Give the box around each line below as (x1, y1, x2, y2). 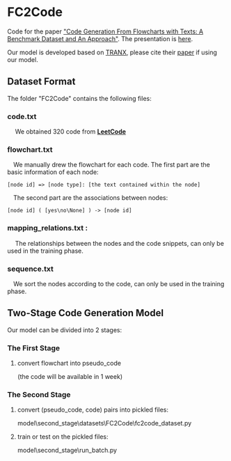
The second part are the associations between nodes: (13, 194, 168, 202)
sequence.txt (7, 264, 54, 274)
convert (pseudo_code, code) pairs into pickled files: (17, 405, 169, 414)
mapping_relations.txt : (7, 224, 88, 233)
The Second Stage (7, 389, 71, 399)
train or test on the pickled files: (17, 432, 109, 441)
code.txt (7, 111, 37, 121)
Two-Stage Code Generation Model (7, 307, 164, 319)
